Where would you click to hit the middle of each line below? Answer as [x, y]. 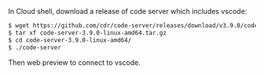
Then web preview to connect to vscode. [75, 62]
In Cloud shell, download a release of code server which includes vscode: [128, 11]
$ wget [19, 26]
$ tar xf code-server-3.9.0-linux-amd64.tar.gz [88, 33]
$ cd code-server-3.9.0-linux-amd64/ [70, 40]
